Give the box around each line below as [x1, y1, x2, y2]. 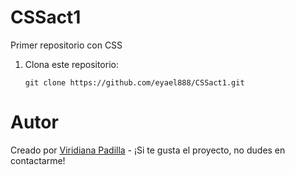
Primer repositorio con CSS [10, 39, 123, 51]
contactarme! [10, 154, 66, 166]
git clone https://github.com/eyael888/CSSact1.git [24, 77, 245, 88]
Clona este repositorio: [24, 58, 119, 70]
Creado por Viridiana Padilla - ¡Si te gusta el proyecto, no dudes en [10, 144, 286, 156]
